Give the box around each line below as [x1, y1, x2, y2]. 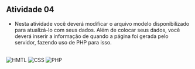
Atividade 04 [6, 5, 54, 15]
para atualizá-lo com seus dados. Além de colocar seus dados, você [14, 26, 180, 33]
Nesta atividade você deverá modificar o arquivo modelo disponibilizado [14, 20, 190, 27]
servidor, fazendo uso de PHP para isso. [14, 39, 112, 46]
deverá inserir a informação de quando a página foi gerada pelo [14, 32, 169, 40]
